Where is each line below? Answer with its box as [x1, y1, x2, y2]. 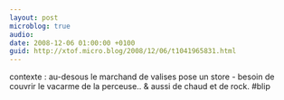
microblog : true [9, 22, 71, 31]
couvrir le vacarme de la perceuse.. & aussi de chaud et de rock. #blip [9, 81, 271, 92]
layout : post [9, 13, 59, 23]
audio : [9, 30, 34, 39]
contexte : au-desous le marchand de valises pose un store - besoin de [9, 71, 275, 82]
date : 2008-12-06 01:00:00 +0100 [9, 38, 136, 48]
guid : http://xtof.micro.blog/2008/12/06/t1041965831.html [9, 47, 237, 56]
